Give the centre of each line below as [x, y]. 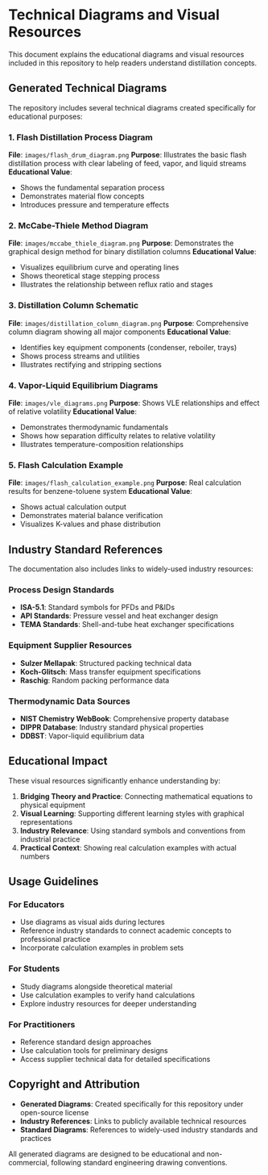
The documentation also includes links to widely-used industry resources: [131, 569]
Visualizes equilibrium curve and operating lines [99, 267]
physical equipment [53, 805]
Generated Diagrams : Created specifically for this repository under [132, 1104]
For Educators [37, 905]
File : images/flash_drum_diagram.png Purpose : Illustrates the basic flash [128, 155]
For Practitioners [42, 1024]
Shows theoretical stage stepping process [90, 276]
